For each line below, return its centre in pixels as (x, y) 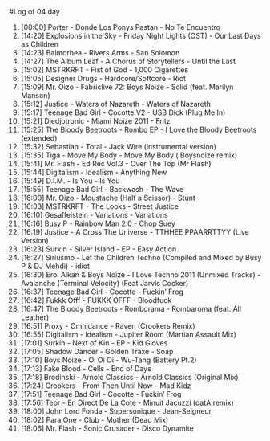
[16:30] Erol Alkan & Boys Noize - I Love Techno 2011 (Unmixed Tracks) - (141, 275)
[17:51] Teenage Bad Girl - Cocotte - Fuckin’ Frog (101, 394)
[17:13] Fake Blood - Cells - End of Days (86, 368)
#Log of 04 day (35, 12)
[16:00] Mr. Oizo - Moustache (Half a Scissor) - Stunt (108, 198)
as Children (40, 44)
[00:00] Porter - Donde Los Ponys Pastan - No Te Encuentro (121, 27)
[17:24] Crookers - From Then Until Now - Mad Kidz (106, 386)
